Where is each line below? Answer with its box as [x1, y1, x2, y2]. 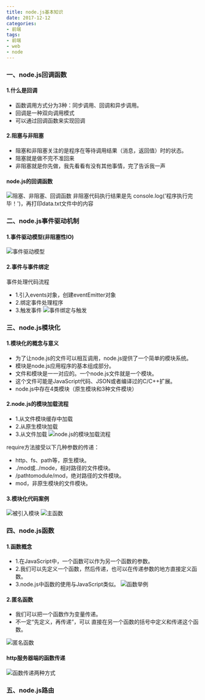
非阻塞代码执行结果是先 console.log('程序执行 [72, 192, 188, 200]
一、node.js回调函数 [6, 70, 67, 79]
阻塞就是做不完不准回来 [15, 155, 75, 162]
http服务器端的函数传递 [6, 655, 65, 662]
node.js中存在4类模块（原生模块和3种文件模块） [15, 385, 138, 392]
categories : [6, 20, 37, 26]
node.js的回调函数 [6, 177, 53, 185]
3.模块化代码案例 [6, 495, 50, 502]
